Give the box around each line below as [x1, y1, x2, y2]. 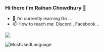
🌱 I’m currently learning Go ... [12, 16, 72, 22]
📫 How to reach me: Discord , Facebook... [12, 21, 100, 27]
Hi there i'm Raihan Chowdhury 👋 [5, 4, 87, 11]
